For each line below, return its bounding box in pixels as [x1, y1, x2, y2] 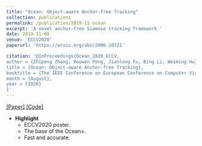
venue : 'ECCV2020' [6, 37, 52, 43]
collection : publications [6, 14, 71, 20]
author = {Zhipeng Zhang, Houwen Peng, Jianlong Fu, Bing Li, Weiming [6, 58, 187, 65]
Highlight [14, 115, 39, 122]
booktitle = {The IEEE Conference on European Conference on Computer [6, 70, 187, 76]
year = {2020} [6, 81, 42, 87]
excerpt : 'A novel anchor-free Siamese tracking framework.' [6, 25, 163, 32]
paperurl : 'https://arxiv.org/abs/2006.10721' [6, 43, 125, 49]
